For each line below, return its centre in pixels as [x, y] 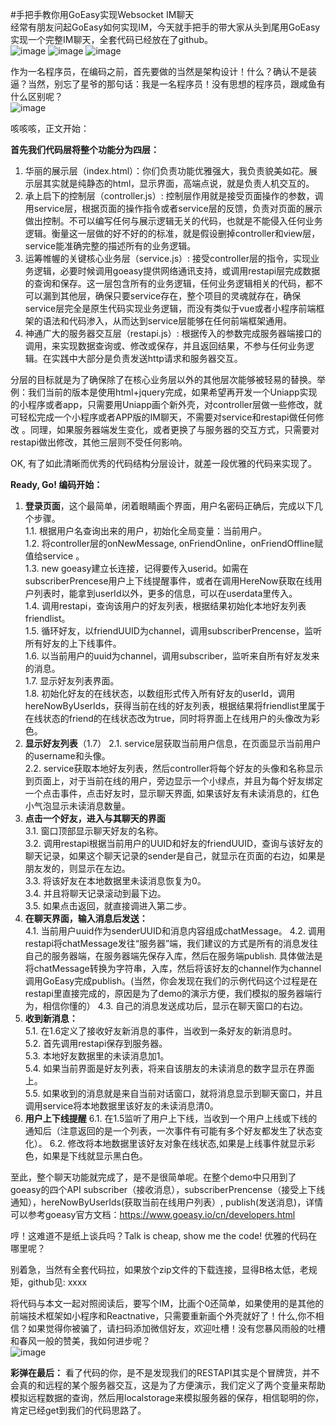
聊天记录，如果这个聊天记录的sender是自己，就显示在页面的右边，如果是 [175, 856]
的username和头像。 [67, 756]
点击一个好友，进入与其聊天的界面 [95, 818]
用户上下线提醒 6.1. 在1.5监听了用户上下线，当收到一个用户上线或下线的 [171, 1118]
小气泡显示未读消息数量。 [77, 806]
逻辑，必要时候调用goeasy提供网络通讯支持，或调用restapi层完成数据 [177, 271]
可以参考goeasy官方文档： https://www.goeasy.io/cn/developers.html [153, 1214]
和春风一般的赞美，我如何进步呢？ [80, 1341]
